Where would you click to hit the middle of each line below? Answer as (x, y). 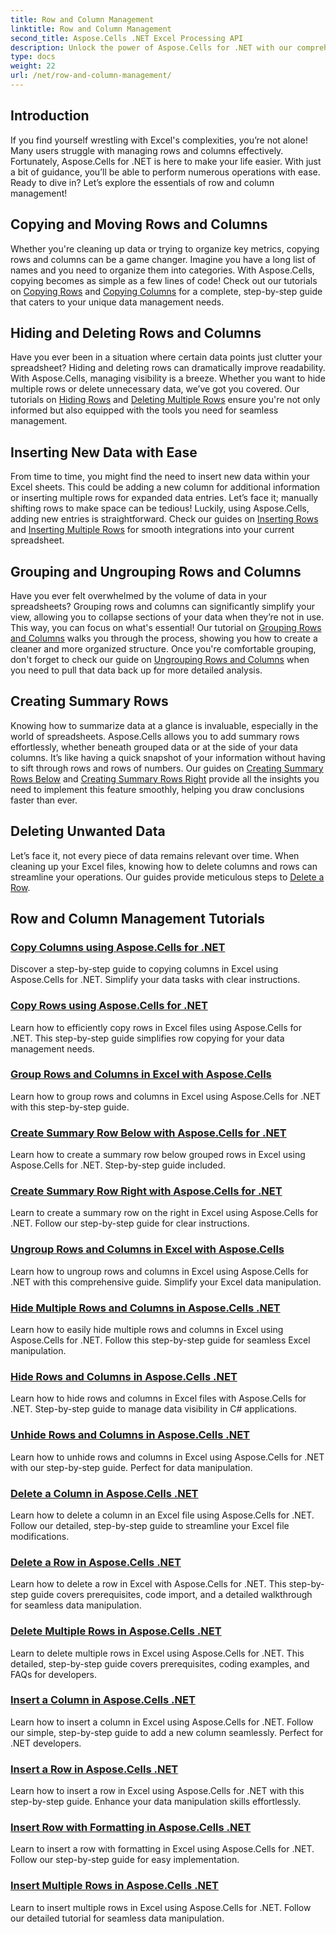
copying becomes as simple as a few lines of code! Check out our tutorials (164, 280)
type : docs (33, 57)
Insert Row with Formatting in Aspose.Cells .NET (131, 1828)
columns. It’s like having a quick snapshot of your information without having (168, 757)
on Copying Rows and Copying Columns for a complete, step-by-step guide (166, 291)
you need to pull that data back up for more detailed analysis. (136, 670)
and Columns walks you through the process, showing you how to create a (164, 638)
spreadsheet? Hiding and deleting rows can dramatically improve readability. (168, 368)
